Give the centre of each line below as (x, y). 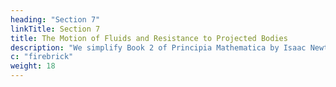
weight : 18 (33, 66)
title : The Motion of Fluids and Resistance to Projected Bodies (149, 38)
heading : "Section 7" (55, 19)
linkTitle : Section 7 (55, 29)
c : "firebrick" (42, 57)
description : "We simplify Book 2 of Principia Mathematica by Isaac (158, 47)
